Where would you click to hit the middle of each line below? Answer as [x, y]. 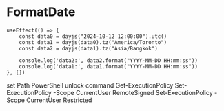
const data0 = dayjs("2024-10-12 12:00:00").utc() [93, 36]
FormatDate [41, 12]
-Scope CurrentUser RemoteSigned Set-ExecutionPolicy [133, 92]
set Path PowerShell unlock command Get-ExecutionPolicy [90, 85]
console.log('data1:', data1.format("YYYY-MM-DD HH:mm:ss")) [108, 66]
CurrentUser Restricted [59, 100]
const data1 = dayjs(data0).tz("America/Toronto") [93, 42]
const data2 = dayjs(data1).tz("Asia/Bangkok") [88, 48]
